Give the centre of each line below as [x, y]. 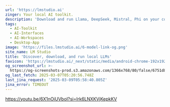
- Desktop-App [25, 43]
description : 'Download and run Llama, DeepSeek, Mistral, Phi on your [82, 19]
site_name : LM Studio [28, 52]
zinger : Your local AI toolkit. [39, 15]
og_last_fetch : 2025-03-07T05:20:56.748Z [50, 75]
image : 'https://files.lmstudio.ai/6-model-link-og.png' [67, 47]
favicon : [14, 61]
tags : [11, 24]
